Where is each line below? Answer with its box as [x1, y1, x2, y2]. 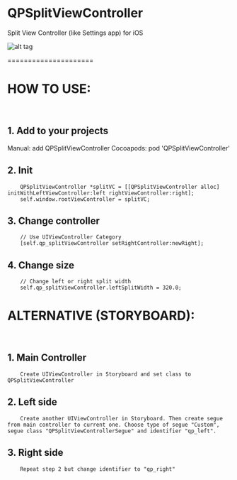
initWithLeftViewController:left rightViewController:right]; [7, 190, 195, 197]
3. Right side [7, 447, 64, 459]
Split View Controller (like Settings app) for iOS [7, 28, 144, 37]
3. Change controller [7, 214, 100, 227]
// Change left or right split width [20, 278, 132, 285]
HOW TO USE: [7, 81, 91, 97]
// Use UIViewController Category [20, 234, 122, 241]
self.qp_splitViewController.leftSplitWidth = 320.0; [20, 284, 182, 292]
